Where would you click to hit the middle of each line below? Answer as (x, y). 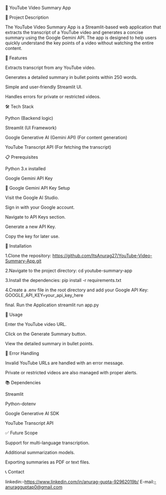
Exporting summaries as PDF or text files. (48, 462)
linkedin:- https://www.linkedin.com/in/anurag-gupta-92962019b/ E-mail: (80, 482)
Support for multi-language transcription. (47, 443)
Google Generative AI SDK (32, 413)
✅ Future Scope (21, 433)
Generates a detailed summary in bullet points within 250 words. (71, 77)
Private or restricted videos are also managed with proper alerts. (72, 372)
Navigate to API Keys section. (35, 217)
